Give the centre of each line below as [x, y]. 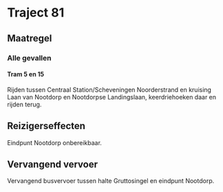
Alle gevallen [29, 58]
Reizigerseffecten [46, 126]
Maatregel [30, 38]
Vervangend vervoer [53, 164]
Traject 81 [36, 13]
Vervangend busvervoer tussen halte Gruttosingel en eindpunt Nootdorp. [111, 181]
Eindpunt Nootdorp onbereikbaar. [54, 142]
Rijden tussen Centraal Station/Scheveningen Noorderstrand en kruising [109, 89]
